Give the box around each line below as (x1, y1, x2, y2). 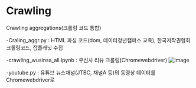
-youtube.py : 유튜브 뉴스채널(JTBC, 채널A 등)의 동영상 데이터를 (6, 69, 156, 76)
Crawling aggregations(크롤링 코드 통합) (6, 24, 102, 31)
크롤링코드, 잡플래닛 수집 (6, 44, 63, 51)
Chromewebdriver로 (6, 76, 55, 83)
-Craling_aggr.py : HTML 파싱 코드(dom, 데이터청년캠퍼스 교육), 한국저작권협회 (6, 36, 191, 43)
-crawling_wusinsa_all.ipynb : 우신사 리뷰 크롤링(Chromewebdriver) (6, 56, 168, 63)
